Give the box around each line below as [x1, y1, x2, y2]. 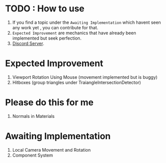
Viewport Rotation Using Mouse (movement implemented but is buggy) [12, 74, 158, 80]
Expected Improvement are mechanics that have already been [12, 30, 136, 36]
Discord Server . [12, 40, 45, 46]
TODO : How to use [5, 3, 85, 14]
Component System [12, 152, 53, 158]
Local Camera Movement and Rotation [12, 147, 91, 153]
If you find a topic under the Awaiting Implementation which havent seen [12, 19, 161, 25]
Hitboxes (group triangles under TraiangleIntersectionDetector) [12, 79, 141, 85]
